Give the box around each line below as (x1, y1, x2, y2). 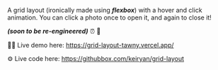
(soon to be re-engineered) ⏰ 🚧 (7, 27, 101, 35)
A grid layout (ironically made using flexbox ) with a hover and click (7, 6, 203, 14)
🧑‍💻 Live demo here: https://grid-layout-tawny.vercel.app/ (7, 41, 174, 49)
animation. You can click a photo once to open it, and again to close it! (7, 13, 212, 22)
